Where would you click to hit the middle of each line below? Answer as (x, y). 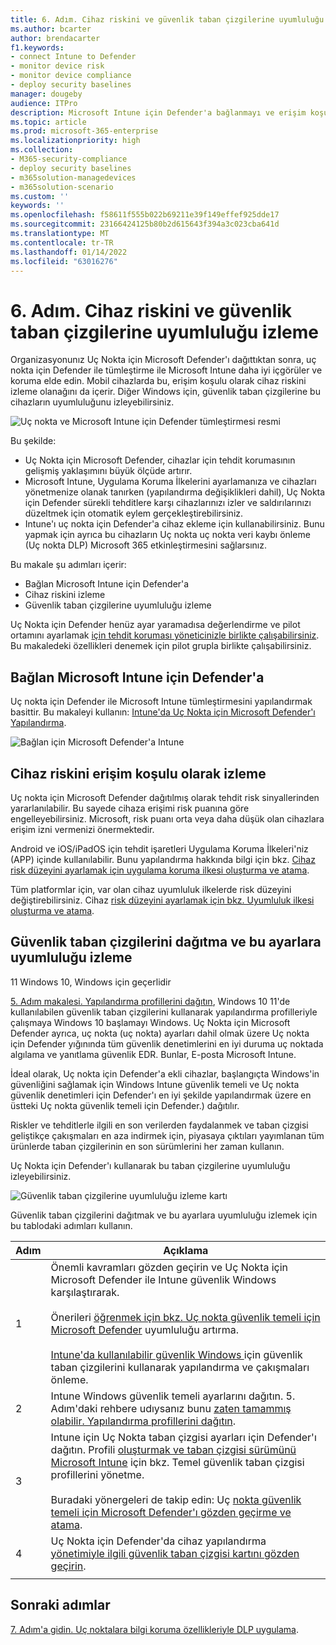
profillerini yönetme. (97, 1474)
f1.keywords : (37, 47)
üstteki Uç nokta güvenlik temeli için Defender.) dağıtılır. (125, 1105)
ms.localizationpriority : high (75, 141)
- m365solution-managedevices (73, 177)
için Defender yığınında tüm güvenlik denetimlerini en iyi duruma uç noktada (167, 1043)
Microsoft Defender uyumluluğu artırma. (145, 1329)
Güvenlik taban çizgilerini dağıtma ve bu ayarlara (166, 942)
